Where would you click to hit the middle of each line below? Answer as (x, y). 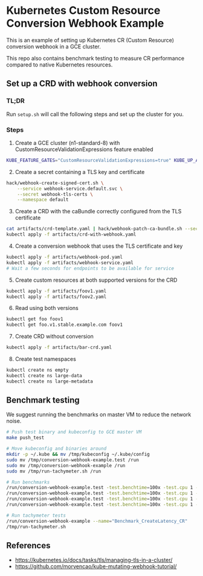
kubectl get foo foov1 (35, 319)
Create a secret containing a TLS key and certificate (80, 172)
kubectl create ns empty (37, 370)
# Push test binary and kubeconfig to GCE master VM (74, 432)
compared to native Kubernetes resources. (60, 65)
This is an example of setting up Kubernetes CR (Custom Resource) (90, 40)
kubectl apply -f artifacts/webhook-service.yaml (70, 263)
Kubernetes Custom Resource (83, 11)
